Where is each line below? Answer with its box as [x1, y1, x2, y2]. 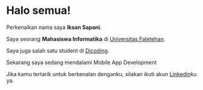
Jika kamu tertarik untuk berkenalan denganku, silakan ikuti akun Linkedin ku [6, 70, 197, 77]
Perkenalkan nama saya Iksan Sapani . [6, 24, 102, 31]
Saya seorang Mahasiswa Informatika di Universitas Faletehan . [6, 35, 165, 42]
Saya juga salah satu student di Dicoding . [6, 47, 110, 54]
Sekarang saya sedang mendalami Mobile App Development [6, 59, 157, 66]
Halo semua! [6, 4, 71, 18]
